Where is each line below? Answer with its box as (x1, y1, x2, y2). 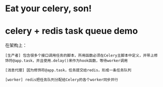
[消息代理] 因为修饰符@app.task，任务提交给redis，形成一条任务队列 (5, 68, 132, 73)
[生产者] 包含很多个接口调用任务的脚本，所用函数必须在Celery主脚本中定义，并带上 (5, 53, 155, 58)
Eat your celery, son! (5, 3, 92, 14)
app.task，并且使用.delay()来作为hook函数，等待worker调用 (14, 58, 128, 63)
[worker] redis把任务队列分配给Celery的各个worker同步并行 (5, 77, 118, 83)
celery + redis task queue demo (5, 26, 138, 37)
